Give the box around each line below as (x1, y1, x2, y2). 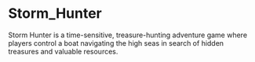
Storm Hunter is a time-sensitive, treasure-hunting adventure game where (8, 30, 248, 40)
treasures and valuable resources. (8, 46, 118, 56)
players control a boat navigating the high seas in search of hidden (8, 38, 224, 47)
